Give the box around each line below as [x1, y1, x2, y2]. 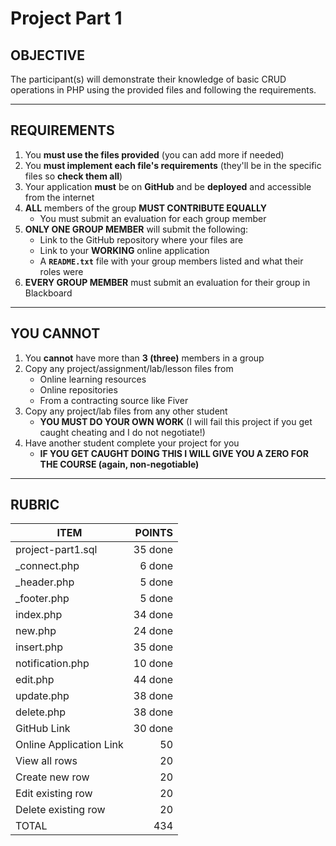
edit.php [15, 673, 55, 687]
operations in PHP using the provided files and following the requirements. [10, 84, 317, 96]
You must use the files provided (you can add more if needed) [24, 148, 285, 161]
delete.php [15, 705, 67, 719]
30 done [133, 722, 174, 736]
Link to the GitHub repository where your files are [39, 233, 244, 246]
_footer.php [15, 592, 70, 606]
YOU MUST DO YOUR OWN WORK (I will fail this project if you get [39, 415, 313, 427]
